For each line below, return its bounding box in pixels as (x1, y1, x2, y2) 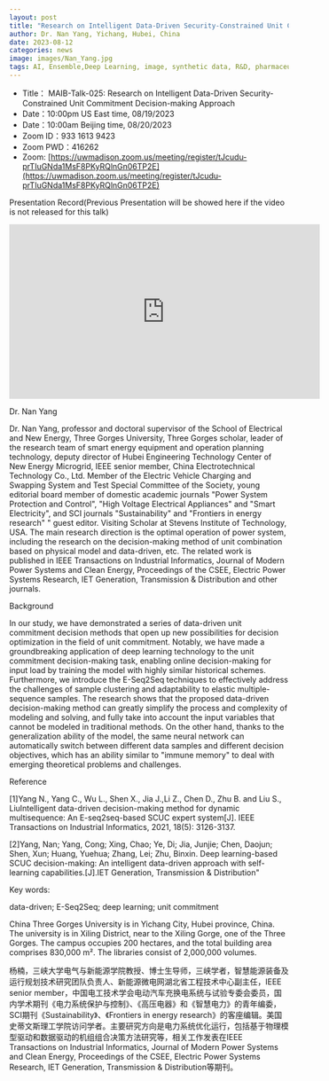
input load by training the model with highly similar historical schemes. (9, 664, 266, 675)
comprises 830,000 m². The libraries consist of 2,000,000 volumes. (9, 946, 257, 958)
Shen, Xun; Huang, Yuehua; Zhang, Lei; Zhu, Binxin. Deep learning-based (9, 848, 278, 858)
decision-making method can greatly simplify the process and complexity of (9, 702, 288, 713)
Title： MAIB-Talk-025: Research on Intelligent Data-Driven (21, 88, 238, 98)
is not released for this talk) (9, 206, 109, 217)
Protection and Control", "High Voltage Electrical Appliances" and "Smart (9, 498, 276, 509)
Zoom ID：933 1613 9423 (21, 130, 115, 141)
